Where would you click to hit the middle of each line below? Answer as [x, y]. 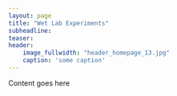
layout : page [30, 16]
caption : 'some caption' [64, 61]
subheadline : [30, 30]
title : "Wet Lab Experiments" [59, 23]
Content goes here [39, 83]
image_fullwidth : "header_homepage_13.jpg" [97, 53]
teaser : [21, 38]
